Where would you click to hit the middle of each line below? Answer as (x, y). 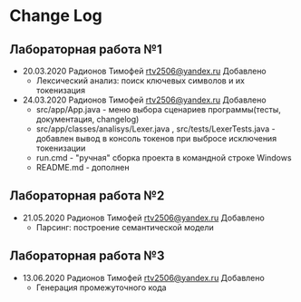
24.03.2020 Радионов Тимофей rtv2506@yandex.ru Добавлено (144, 100)
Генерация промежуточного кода (101, 287)
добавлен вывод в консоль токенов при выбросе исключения (156, 138)
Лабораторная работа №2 (87, 196)
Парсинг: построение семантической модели (125, 227)
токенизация (61, 90)
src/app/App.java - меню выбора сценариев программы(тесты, (158, 109)
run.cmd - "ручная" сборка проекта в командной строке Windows (164, 158)
